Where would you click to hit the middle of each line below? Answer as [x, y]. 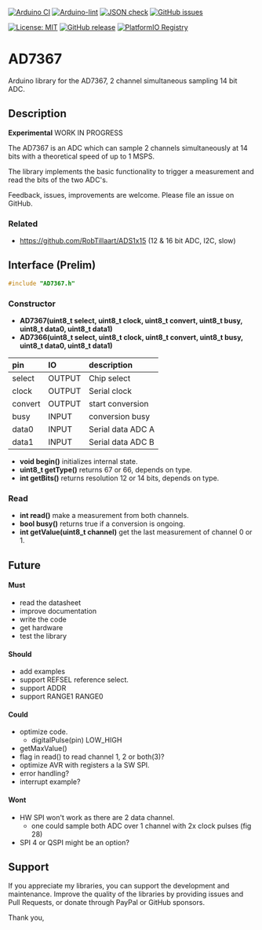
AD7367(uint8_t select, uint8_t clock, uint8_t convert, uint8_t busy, [131, 321]
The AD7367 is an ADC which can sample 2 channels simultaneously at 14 [128, 148]
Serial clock [110, 391]
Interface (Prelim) [52, 266]
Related [23, 224]
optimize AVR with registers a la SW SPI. [85, 765]
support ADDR [43, 688]
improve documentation [58, 611]
